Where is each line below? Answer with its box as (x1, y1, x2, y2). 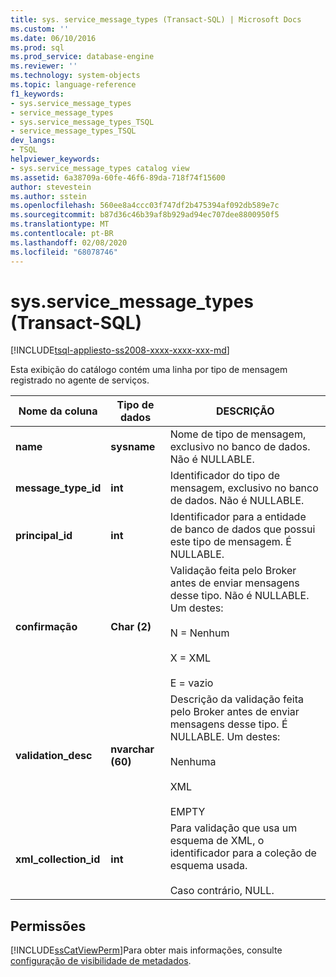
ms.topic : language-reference (10, 80, 137, 90)
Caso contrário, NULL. (169, 884, 275, 898)
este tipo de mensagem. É (169, 535, 292, 549)
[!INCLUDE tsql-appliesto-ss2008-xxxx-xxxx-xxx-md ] (10, 344, 230, 356)
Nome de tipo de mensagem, (169, 427, 307, 441)
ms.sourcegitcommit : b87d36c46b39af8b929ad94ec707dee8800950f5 (10, 210, 280, 220)
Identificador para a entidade (169, 510, 307, 524)
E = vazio (169, 676, 214, 690)
